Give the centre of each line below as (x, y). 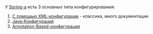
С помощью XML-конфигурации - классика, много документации (80, 16)
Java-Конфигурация (33, 21)
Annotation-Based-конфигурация (46, 26)
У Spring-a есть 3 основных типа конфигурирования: (60, 7)
